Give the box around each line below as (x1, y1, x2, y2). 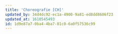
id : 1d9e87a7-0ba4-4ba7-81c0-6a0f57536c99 (5, 21, 95, 26)
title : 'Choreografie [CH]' (5, 7, 64, 12)
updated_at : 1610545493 (5, 16, 55, 21)
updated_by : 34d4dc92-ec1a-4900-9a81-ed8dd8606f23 (5, 12, 113, 17)
